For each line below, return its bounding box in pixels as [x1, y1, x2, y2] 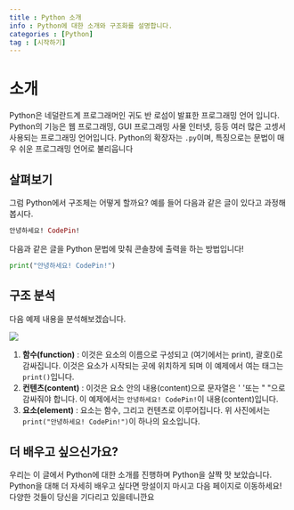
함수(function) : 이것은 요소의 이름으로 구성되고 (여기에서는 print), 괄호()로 [21, 349, 283, 360]
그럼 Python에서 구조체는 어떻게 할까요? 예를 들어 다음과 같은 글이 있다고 [9, 198, 263, 207]
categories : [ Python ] [9, 29, 94, 38]
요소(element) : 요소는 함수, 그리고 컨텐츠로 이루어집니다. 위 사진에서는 [21, 404, 271, 415]
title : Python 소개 [9, 12, 82, 22]
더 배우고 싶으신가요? [9, 444, 118, 459]
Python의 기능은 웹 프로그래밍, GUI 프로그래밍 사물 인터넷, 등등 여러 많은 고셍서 [9, 121, 287, 132]
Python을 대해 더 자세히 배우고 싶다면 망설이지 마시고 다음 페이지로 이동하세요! [9, 481, 282, 491]
